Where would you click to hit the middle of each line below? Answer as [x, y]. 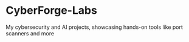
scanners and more [30, 33]
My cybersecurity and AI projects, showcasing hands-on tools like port [94, 27]
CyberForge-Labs [52, 10]
